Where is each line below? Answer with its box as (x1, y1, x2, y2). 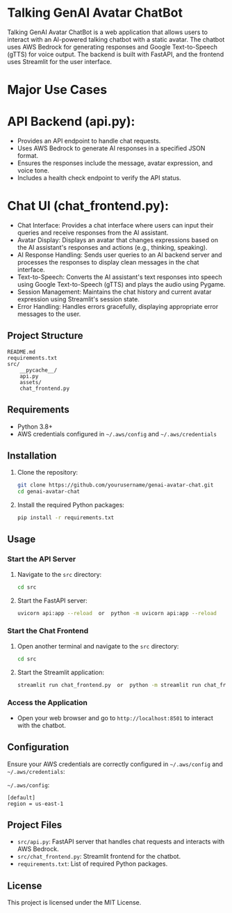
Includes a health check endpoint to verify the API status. (17, 174, 182, 182)
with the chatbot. (17, 721, 66, 729)
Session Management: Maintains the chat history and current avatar (17, 287, 212, 296)
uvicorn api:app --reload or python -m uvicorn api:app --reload (17, 610, 217, 617)
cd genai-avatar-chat (17, 489, 80, 495)
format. (17, 152, 39, 160)
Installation (7, 450, 57, 462)
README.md (7, 348, 36, 356)
